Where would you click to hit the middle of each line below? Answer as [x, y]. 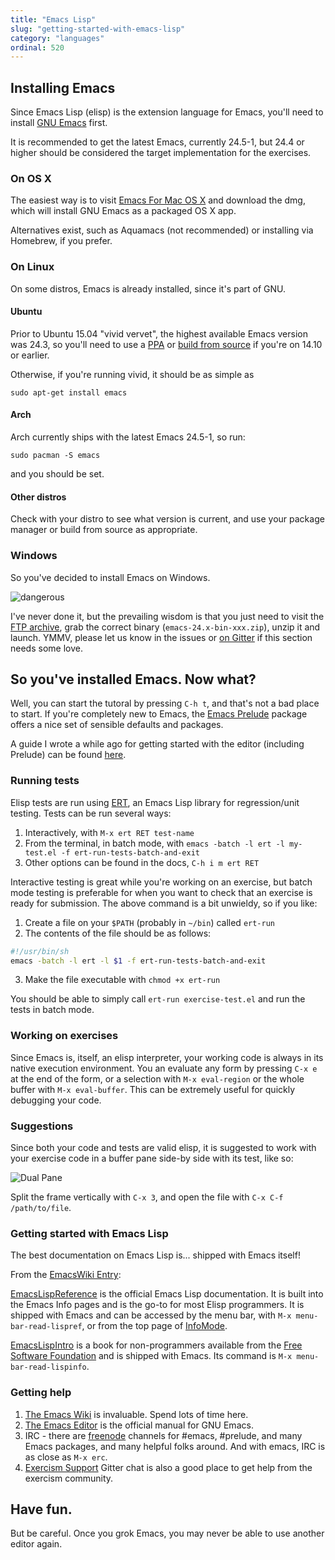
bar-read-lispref [46, 1327]
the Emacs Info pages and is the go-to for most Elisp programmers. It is [157, 1305]
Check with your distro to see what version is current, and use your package [167, 519]
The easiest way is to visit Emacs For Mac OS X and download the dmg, [158, 200]
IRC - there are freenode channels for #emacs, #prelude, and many [163, 1435]
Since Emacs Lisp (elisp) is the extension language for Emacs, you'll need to [167, 112]
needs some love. [46, 648]
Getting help [41, 1393]
